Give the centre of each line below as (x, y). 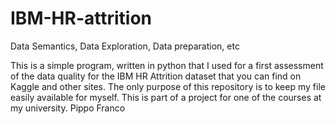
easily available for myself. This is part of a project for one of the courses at (166, 97)
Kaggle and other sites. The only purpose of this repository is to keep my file (168, 86)
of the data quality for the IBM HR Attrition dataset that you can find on (156, 76)
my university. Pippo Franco (68, 108)
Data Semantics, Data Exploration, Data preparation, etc (125, 46)
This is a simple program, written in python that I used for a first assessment (167, 65)
